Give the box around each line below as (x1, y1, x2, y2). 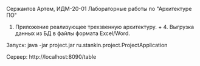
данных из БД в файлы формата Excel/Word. (15, 30, 131, 37)
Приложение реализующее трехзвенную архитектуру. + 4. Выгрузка (15, 24, 195, 30)
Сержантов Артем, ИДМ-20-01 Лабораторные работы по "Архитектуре (6, 5, 192, 12)
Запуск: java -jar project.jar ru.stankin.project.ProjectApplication (6, 42, 168, 48)
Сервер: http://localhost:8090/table (6, 53, 97, 60)
